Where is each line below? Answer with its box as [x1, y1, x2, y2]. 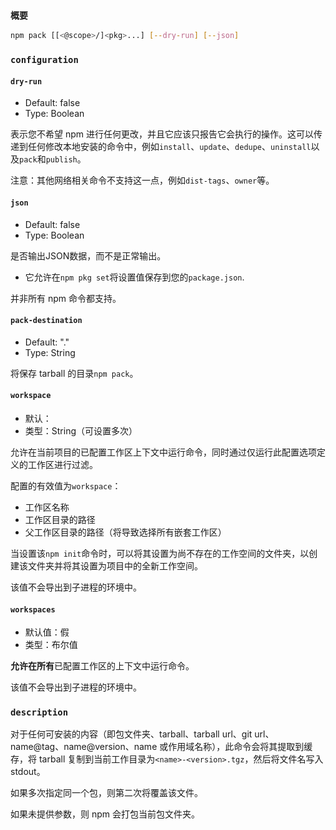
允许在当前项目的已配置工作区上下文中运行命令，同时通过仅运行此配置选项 [10, 446, 317, 458]
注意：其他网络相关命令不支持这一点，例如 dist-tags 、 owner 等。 [10, 174, 275, 187]
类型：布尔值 [24, 639, 78, 651]
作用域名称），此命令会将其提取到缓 [168, 741, 313, 753]
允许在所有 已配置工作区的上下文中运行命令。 [10, 660, 195, 672]
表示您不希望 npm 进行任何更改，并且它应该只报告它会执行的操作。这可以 [10, 128, 314, 140]
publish [45, 155, 78, 165]
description [10, 707, 69, 718]
